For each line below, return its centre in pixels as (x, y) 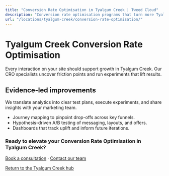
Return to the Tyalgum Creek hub (39, 168)
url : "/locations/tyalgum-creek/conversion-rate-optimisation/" (74, 19)
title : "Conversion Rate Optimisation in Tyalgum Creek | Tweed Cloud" (82, 10)
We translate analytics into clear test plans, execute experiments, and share (83, 102)
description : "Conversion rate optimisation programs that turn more (80, 15)
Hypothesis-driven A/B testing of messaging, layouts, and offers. (80, 123)
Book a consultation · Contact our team (46, 158)
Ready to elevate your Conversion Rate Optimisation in (73, 141)
